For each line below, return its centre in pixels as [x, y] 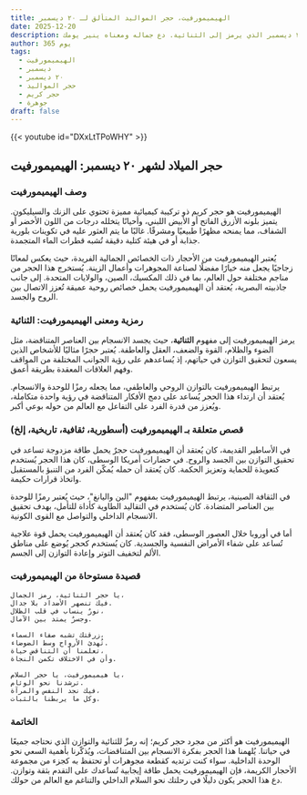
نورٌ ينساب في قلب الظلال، [57, 611]
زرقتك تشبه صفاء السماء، [57, 635]
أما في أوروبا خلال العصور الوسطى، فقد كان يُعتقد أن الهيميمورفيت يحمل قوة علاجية [151, 533]
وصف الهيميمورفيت [49, 191]
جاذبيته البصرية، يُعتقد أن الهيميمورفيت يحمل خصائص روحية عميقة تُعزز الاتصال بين [149, 287]
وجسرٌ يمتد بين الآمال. [51, 619]
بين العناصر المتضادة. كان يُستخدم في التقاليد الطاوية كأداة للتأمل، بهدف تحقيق [142, 505]
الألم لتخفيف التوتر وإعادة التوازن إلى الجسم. [86, 553]
